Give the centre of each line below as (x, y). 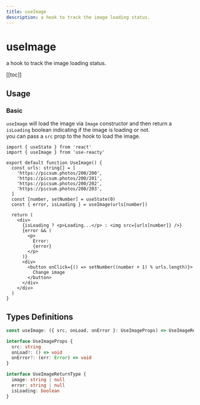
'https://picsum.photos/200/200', (60, 174)
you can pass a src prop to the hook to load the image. (74, 136)
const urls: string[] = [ (44, 168)
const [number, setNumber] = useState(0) (64, 200)
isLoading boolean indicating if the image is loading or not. (78, 130)
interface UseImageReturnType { (46, 374)
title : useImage (26, 12)
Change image (49, 273)
